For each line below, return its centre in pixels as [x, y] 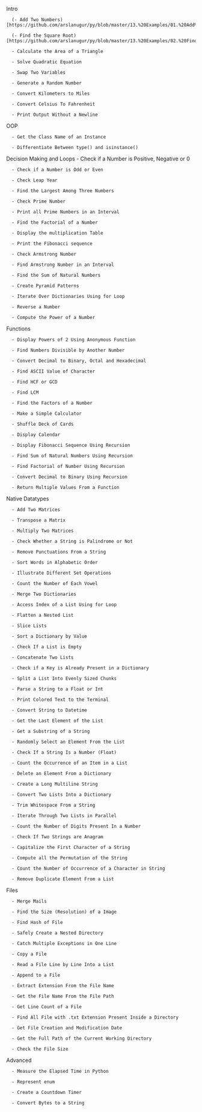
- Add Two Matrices [36, 510]
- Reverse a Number [36, 307]
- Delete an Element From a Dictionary [62, 774]
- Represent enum [33, 1082]
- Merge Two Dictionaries [44, 594]
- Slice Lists [29, 626]
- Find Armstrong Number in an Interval [63, 265]
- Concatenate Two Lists [43, 657]
